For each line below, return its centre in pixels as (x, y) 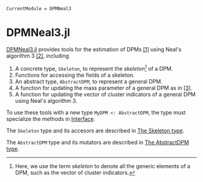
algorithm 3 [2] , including (38, 56)
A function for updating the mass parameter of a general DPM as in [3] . (104, 88)
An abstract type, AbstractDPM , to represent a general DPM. (89, 81)
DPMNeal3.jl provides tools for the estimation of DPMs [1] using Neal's (94, 49)
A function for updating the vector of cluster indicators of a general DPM (105, 94)
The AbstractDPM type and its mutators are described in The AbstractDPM (98, 142)
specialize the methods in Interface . (51, 119)
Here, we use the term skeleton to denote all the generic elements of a (102, 166)
